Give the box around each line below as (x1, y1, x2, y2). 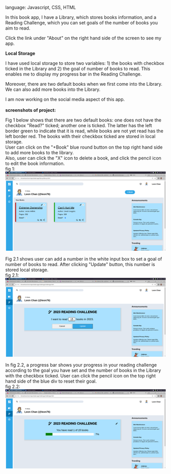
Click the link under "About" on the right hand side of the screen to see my (5, 35, 162, 41)
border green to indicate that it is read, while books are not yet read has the (5, 128, 164, 134)
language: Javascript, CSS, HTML (5, 5, 76, 10)
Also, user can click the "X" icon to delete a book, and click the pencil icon (5, 155, 162, 161)
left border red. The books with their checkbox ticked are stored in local (5, 133, 156, 139)
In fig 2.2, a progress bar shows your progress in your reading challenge (5, 362, 157, 368)
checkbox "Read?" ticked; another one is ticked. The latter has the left (5, 123, 152, 128)
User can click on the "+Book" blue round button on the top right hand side (5, 144, 163, 150)
